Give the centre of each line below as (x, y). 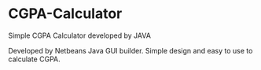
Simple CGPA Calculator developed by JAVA (80, 35)
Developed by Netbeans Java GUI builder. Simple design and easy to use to (130, 50)
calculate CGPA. (34, 59)
